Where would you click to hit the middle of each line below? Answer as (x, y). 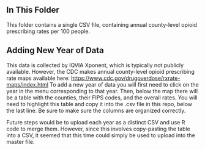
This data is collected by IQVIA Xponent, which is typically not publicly (95, 65)
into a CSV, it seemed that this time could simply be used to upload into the (101, 135)
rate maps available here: (38, 78)
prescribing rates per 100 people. (48, 31)
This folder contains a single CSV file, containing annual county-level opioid (102, 24)
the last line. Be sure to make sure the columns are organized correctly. (96, 110)
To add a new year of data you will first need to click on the (124, 84)
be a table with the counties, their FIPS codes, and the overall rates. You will (102, 98)
